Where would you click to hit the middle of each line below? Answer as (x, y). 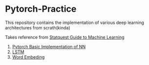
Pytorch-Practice (41, 9)
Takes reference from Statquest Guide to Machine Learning (65, 37)
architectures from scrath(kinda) (38, 27)
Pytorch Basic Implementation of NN (49, 46)
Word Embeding (28, 57)
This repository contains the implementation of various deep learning (74, 22)
